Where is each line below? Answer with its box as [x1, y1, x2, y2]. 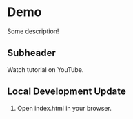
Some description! [7, 27, 59, 35]
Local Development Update [7, 86, 126, 98]
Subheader [7, 47, 57, 59]
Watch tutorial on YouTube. [7, 65, 84, 73]
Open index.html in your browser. [17, 104, 112, 112]
